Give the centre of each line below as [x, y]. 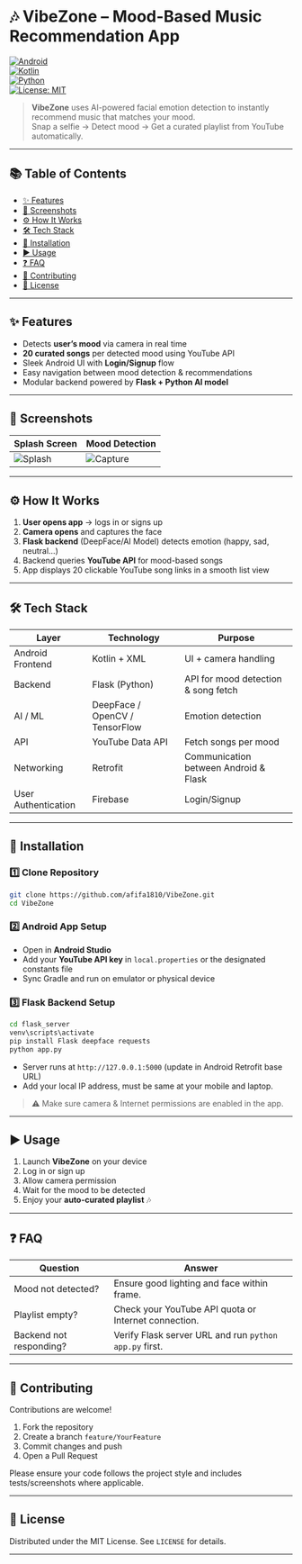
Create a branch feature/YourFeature [92, 1436]
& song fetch [211, 690]
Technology [133, 638]
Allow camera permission [69, 1180]
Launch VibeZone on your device [84, 1162]
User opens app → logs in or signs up [93, 522]
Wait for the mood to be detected [84, 1190]
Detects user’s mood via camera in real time [104, 343]
